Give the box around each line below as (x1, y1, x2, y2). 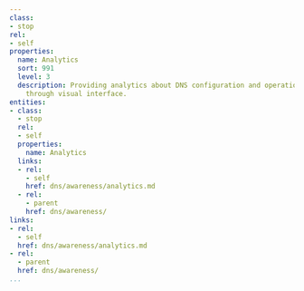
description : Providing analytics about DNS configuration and (17, 81, 261, 90)
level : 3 (17, 73, 51, 82)
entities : (9, 97, 47, 107)
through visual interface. (25, 89, 128, 98)
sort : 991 (17, 64, 54, 73)
